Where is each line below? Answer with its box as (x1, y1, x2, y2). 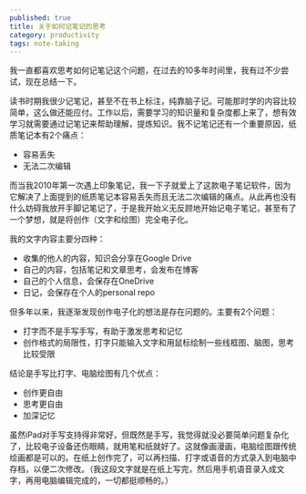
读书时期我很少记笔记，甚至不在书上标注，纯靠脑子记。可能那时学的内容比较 (9, 96, 297, 107)
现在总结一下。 (25, 77, 82, 87)
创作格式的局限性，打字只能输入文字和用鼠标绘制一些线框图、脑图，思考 (22, 337, 294, 348)
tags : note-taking (9, 38, 79, 48)
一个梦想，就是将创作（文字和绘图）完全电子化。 (9, 214, 193, 225)
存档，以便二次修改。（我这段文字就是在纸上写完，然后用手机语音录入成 (9, 464, 277, 475)
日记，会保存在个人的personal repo (22, 287, 156, 298)
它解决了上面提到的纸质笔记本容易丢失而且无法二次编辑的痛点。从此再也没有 (9, 191, 297, 202)
